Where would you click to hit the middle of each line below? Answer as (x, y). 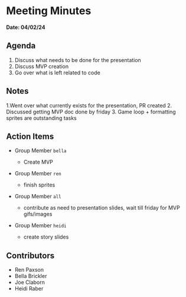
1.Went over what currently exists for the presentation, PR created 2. (89, 105)
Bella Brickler (31, 276)
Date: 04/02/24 (26, 27)
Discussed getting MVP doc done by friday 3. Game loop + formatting (91, 112)
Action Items (30, 136)
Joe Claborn (30, 282)
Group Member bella (40, 151)
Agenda (21, 46)
